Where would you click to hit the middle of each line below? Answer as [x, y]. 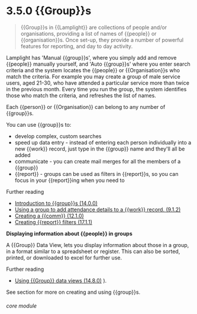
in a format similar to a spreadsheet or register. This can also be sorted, [93, 251]
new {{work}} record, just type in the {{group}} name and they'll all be [100, 149]
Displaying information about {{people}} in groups [70, 233]
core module [22, 306]
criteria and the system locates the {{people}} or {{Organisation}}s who [93, 70]
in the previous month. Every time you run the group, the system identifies [96, 89]
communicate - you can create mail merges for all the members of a [98, 161]
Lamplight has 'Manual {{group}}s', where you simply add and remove [91, 57]
